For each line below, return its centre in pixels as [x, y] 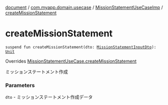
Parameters [20, 85]
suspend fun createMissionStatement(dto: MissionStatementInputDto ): [81, 47]
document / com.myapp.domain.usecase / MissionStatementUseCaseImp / [84, 7]
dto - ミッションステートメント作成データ [49, 97]
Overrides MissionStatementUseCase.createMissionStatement [71, 61]
